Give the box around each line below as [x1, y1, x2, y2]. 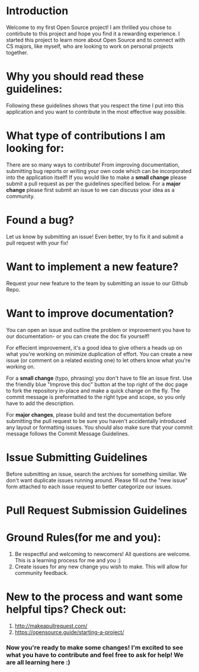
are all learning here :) [6, 658, 70, 666]
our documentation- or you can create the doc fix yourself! [6, 332, 150, 340]
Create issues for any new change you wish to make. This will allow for [14, 563, 188, 570]
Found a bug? [6, 213, 75, 226]
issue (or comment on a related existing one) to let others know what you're [6, 357, 191, 364]
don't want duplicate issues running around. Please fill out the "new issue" [6, 476, 188, 484]
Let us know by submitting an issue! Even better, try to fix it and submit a [6, 233, 184, 240]
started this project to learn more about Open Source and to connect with [6, 36, 185, 43]
